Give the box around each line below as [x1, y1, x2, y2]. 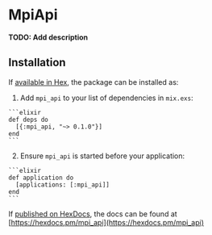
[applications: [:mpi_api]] [15, 180, 110, 189]
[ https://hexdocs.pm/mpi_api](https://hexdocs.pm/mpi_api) [8, 217, 204, 227]
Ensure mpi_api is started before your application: [19, 151, 185, 161]
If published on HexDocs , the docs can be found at [8, 208, 177, 219]
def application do [8, 174, 74, 182]
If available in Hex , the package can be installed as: [8, 77, 179, 86]
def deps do [8, 115, 48, 124]
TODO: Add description [8, 32, 89, 42]
